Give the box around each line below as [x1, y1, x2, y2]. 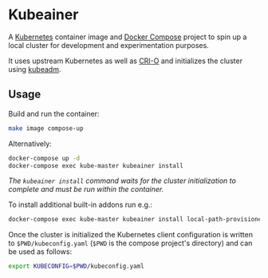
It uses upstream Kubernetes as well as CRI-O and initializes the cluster [8, 56, 243, 66]
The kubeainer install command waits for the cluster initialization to [8, 176, 237, 185]
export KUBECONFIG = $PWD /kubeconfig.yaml [8, 262, 145, 271]
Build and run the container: [8, 109, 100, 118]
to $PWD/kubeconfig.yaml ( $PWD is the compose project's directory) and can [8, 238, 253, 248]
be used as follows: [8, 247, 73, 256]
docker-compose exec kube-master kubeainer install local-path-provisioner [8, 216, 266, 224]
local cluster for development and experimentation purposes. [8, 40, 209, 50]
